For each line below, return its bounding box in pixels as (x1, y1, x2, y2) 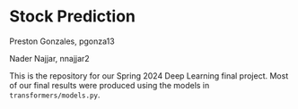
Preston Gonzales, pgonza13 (9, 36, 115, 46)
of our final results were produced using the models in (9, 80, 210, 90)
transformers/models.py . (9, 89, 101, 100)
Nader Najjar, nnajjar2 (9, 53, 90, 63)
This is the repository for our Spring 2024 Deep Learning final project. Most (9, 70, 289, 81)
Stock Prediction (9, 6, 136, 27)
